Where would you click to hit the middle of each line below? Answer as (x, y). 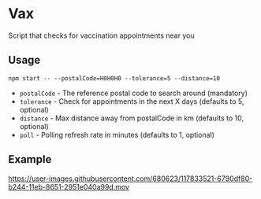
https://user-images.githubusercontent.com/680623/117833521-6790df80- (130, 179)
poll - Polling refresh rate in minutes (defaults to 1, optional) (117, 135)
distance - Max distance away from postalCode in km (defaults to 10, (132, 118)
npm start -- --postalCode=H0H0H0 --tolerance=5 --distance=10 (114, 78)
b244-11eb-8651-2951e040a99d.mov (69, 186)
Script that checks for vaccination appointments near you (101, 35)
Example (30, 159)
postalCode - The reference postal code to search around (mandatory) (134, 93)
